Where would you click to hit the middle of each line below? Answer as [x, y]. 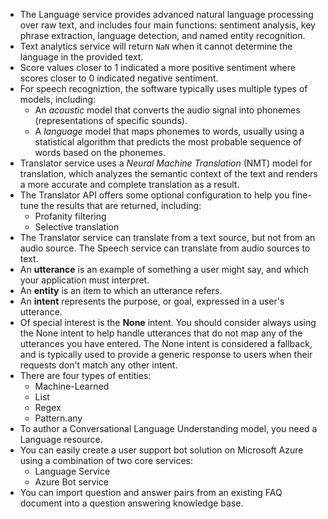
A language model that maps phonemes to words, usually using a [169, 131]
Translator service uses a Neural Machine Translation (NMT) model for [166, 163]
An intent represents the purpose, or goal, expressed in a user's [152, 301]
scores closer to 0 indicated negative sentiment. [119, 78]
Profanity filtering [70, 216]
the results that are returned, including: [121, 205]
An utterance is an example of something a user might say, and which [164, 269]
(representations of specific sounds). [111, 120]
